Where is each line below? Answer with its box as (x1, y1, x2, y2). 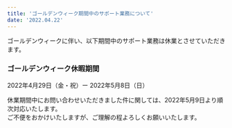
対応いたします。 (12, 104, 62, 113)
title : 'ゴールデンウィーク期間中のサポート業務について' (7, 10, 154, 17)
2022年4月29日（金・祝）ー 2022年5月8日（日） (7, 81, 149, 89)
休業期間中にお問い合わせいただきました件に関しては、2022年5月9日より (7, 95, 217, 104)
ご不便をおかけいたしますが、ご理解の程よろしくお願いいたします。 (7, 113, 201, 121)
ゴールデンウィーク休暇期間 (7, 64, 100, 73)
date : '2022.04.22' (7, 17, 64, 24)
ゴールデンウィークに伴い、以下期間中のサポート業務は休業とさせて (7, 36, 202, 45)
